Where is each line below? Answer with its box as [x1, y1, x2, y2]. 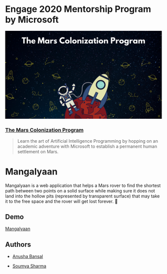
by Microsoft [5, 14, 59, 25]
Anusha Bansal [12, 254, 43, 260]
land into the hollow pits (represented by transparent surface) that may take [5, 193, 160, 199]
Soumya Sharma [12, 263, 46, 269]
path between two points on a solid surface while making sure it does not [5, 187, 155, 193]
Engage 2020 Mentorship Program [5, 3, 152, 15]
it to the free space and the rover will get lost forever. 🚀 [5, 198, 118, 204]
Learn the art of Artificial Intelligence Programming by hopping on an [17, 138, 158, 144]
